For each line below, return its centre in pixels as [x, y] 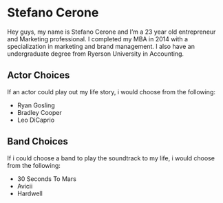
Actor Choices [39, 75]
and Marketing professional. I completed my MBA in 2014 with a [97, 39]
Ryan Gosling [36, 105]
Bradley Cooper [39, 112]
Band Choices [38, 141]
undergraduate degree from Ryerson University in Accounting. [96, 54]
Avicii [25, 186]
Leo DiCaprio [36, 120]
